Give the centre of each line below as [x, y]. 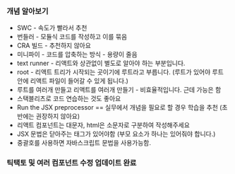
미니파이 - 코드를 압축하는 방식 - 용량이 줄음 [77, 54]
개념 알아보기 [28, 11]
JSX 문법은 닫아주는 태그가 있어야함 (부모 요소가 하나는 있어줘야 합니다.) [116, 134]
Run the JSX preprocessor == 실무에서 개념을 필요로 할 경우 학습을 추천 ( [119, 108]
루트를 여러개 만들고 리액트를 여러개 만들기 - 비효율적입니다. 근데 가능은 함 [119, 90]
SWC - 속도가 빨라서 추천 [52, 28]
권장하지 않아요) [58, 116]
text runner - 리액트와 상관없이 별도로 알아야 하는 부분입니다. [101, 63]
